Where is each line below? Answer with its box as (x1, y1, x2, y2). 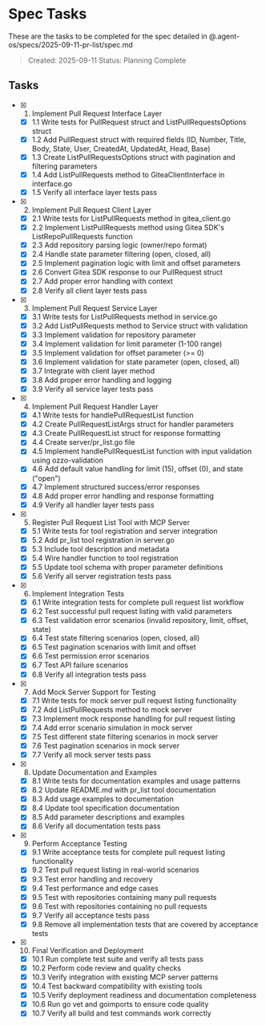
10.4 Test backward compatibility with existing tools (31, 981, 203, 991)
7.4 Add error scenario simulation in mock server (31, 723, 193, 732)
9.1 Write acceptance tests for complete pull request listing (31, 848, 226, 857)
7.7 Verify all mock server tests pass (31, 750, 151, 759)
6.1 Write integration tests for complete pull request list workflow (31, 597, 244, 607)
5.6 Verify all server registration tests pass (31, 572, 172, 580)
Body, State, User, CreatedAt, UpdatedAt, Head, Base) (31, 144, 211, 153)
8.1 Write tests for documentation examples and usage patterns (31, 776, 241, 785)
